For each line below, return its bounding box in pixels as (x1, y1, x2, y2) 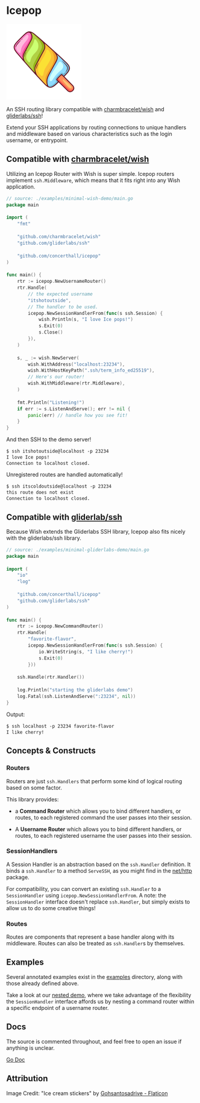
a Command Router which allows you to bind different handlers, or (14, 807, 181, 815)
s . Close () (38, 329, 63, 335)
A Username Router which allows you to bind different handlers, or (14, 826, 182, 833)
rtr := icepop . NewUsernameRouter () (17, 279, 107, 285)
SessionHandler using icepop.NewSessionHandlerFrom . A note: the (6, 891, 167, 899)
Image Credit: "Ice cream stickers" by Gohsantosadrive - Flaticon (6, 1089, 168, 1097)
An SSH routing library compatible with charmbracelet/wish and (6, 105, 164, 112)
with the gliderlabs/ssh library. (6, 534, 81, 542)
